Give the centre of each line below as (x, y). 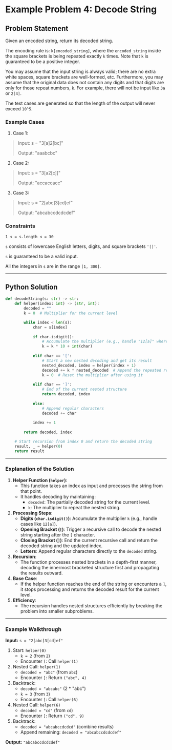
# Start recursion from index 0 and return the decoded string (83, 441)
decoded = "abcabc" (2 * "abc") (53, 688)
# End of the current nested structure (84, 389)
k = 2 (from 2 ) (35, 656)
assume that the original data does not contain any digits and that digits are (85, 82)
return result (29, 451)
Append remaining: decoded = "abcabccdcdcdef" (71, 732)
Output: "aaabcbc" (38, 153)
